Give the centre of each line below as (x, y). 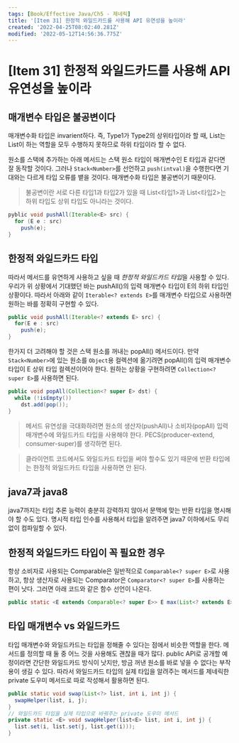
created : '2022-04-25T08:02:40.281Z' (64, 27)
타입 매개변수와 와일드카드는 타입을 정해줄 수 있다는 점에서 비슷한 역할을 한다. (115, 644)
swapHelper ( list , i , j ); (51, 700)
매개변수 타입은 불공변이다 (62, 117)
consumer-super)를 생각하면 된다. (74, 443)
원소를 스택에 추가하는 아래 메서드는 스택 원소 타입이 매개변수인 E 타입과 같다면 (117, 160)
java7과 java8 (38, 492)
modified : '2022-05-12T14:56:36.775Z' (65, 34)
